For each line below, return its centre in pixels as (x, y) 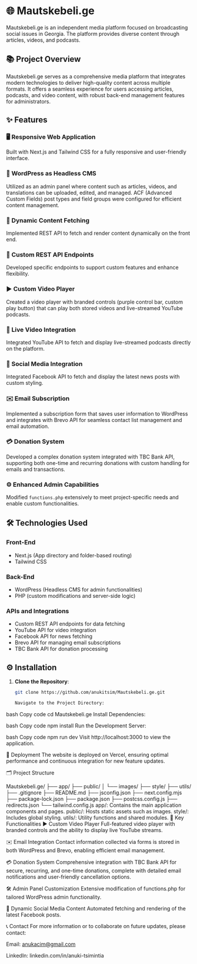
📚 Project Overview (44, 59)
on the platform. (26, 348)
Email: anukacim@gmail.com (41, 944)
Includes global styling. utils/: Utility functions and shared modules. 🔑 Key (95, 817)
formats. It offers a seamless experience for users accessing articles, (90, 89)
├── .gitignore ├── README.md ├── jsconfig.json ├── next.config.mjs (94, 792)
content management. (33, 205)
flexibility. (18, 274)
